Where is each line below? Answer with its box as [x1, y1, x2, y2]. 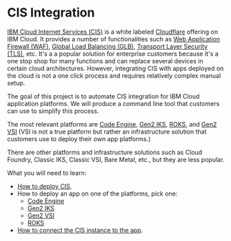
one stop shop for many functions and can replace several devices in [7, 56, 203, 65]
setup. [7, 78, 26, 87]
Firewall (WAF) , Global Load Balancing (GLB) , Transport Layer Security [7, 42, 208, 50]
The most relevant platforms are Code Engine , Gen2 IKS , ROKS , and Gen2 [7, 120, 217, 128]
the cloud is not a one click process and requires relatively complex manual [7, 71, 221, 80]
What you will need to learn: [7, 169, 87, 177]
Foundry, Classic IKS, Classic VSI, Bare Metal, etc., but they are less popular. [7, 155, 225, 163]
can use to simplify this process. [7, 107, 99, 115]
